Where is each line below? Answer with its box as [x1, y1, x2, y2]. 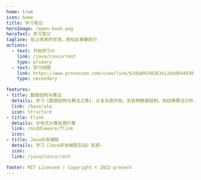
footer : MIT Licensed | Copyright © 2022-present [6, 164, 133, 170]
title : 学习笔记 [6, 20, 43, 26]
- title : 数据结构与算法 [6, 92, 62, 98]
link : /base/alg [11, 103, 52, 109]
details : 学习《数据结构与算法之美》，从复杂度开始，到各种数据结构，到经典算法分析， [11, 98, 199, 104]
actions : [6, 43, 28, 49]
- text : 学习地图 [11, 64, 51, 71]
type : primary [17, 59, 52, 65]
